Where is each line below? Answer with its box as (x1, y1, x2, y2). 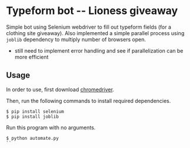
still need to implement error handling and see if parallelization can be (14, 47, 184, 54)
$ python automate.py (6, 135, 59, 141)
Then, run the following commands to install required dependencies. (6, 97, 171, 104)
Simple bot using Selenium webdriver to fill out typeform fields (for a (6, 23, 172, 30)
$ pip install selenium (6, 108, 65, 115)
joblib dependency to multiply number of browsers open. (6, 36, 146, 43)
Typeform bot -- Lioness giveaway (6, 4, 178, 18)
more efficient (14, 53, 49, 60)
